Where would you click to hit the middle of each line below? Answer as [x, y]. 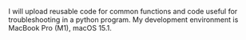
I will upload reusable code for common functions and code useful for [123, 11]
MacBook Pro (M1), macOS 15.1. [60, 28]
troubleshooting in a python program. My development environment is [123, 20]
